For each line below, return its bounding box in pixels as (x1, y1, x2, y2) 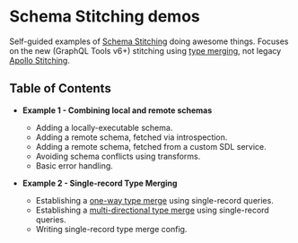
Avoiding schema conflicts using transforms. (35, 151, 201, 161)
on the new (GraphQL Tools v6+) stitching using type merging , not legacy (9, 45, 282, 56)
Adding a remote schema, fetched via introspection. (35, 132, 228, 143)
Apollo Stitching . (9, 55, 70, 65)
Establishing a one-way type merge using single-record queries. (35, 195, 274, 205)
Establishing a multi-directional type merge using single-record (35, 204, 269, 215)
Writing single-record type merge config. (35, 223, 188, 234)
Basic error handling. (35, 160, 114, 171)
